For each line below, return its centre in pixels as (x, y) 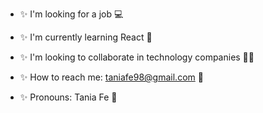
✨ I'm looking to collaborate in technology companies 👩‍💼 (137, 57)
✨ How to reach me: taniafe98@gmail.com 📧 (111, 77)
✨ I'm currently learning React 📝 (86, 37)
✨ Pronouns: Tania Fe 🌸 (68, 97)
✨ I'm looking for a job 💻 (71, 14)
